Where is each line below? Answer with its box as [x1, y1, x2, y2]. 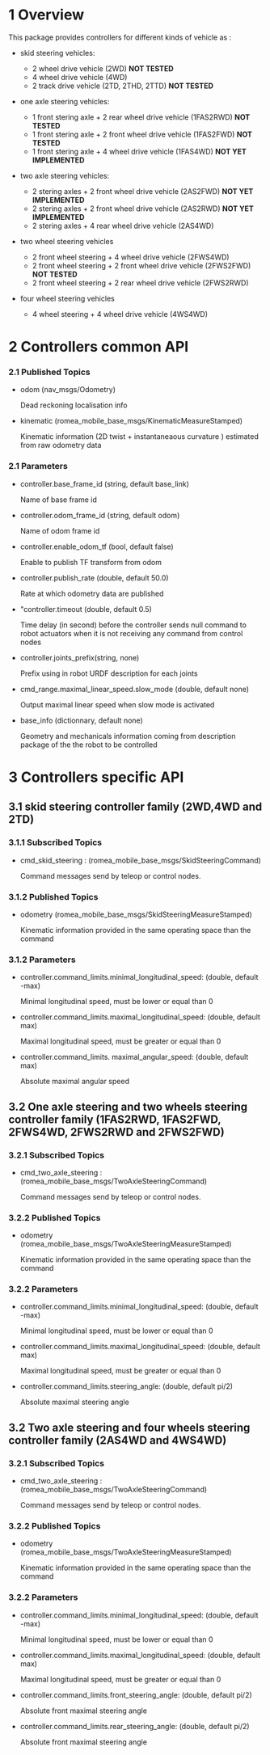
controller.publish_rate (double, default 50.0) [19, 572, 169, 583]
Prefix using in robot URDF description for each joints [19, 669, 198, 678]
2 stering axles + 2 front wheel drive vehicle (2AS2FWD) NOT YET [32, 186, 254, 196]
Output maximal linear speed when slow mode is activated [19, 699, 215, 709]
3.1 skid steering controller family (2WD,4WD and [8, 800, 263, 814]
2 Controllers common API [8, 338, 189, 356]
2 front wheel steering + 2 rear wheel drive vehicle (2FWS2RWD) [32, 277, 249, 288]
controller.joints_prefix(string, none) [19, 652, 140, 662]
